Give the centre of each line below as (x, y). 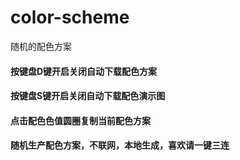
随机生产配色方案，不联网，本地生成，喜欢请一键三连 (120, 145)
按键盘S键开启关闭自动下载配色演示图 (88, 96)
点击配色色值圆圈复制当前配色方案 (80, 120)
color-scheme (70, 17)
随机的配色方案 (41, 46)
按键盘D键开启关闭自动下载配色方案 (84, 71)
